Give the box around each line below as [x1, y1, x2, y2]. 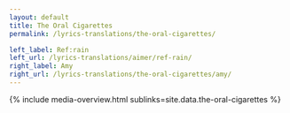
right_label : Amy [9, 62, 74, 71]
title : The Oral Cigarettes [9, 21, 114, 30]
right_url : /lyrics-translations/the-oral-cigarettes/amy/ [9, 70, 232, 79]
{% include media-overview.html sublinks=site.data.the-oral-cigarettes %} [9, 94, 281, 104]
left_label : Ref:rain [9, 45, 90, 54]
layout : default [9, 12, 69, 22]
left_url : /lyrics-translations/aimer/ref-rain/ [9, 54, 192, 63]
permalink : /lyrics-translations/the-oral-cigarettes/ [9, 29, 216, 38]
